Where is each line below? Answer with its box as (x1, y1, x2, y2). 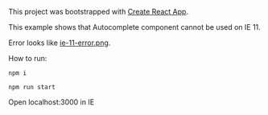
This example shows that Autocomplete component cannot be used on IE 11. (8, 23, 262, 31)
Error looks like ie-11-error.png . (8, 38, 111, 47)
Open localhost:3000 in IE (8, 97, 95, 107)
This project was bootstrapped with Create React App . (8, 7, 189, 16)
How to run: (8, 54, 47, 63)
